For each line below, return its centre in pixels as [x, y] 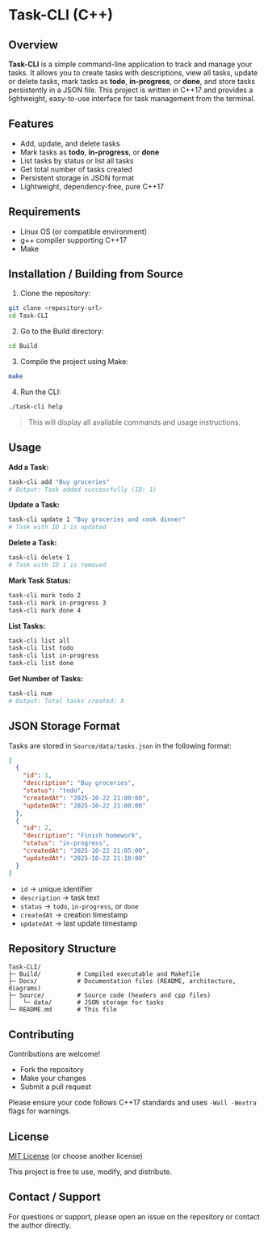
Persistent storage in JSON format [77, 178]
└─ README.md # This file [63, 1010]
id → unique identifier [56, 888]
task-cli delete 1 [39, 558]
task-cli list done [41, 664]
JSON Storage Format [64, 726]
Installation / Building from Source [96, 274]
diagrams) [25, 989]
